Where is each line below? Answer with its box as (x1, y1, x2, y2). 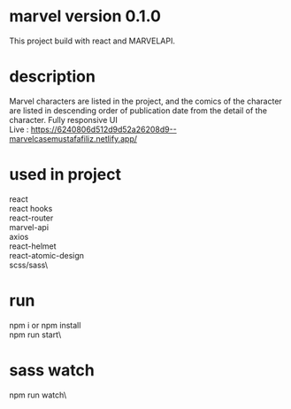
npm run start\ (9, 329, 62, 340)
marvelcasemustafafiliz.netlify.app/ (9, 133, 138, 143)
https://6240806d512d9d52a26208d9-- (30, 124, 177, 135)
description (9, 66, 96, 87)
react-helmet (9, 241, 57, 251)
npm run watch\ (9, 390, 67, 400)
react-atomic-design (9, 250, 85, 260)
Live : (9, 124, 29, 135)
